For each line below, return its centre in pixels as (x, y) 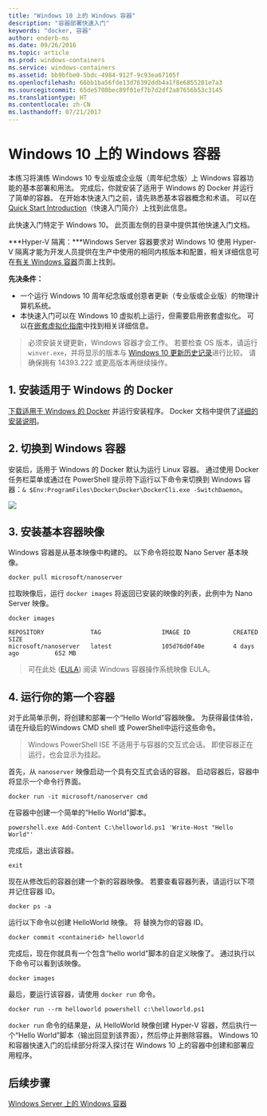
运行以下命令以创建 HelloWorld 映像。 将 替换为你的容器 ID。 (108, 923)
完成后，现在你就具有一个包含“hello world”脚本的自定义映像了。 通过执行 (128, 953)
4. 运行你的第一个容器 (62, 697)
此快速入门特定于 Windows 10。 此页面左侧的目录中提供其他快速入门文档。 (132, 224)
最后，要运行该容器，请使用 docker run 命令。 (84, 995)
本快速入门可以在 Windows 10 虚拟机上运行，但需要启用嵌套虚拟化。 (132, 316)
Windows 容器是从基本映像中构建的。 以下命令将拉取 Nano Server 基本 (125, 553)
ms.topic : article (39, 53)
